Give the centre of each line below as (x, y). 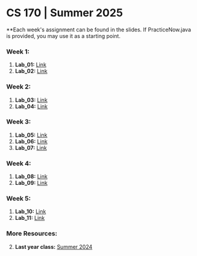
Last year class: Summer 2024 (54, 246)
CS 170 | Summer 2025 (65, 13)
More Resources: (32, 234)
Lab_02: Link (31, 71)
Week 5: (19, 199)
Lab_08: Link (31, 176)
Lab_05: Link (31, 135)
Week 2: (19, 87)
